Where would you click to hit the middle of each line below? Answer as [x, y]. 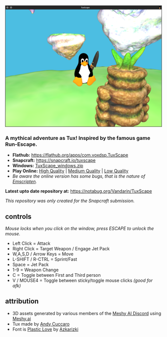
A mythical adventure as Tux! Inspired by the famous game [78, 138]
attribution [22, 301]
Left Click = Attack [31, 243]
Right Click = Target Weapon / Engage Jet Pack [61, 248]
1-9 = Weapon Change [35, 270]
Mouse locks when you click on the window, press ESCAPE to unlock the [80, 228]
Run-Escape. [21, 144]
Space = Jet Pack [30, 264]
